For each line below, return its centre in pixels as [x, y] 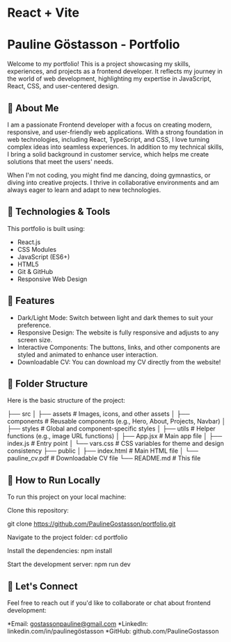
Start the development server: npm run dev [69, 564]
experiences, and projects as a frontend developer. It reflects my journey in [115, 72]
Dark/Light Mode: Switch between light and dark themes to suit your [115, 317]
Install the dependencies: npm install [60, 551]
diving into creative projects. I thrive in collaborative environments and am [113, 182]
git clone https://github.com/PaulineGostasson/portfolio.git [91, 524]
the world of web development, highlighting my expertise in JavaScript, [110, 79]
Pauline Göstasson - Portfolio [94, 45]
